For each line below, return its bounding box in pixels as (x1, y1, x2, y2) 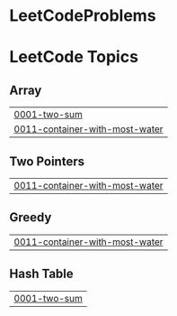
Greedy (9, 209, 52, 226)
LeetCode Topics (9, 47, 139, 68)
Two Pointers (9, 153, 85, 169)
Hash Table (9, 266, 74, 282)
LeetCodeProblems (9, 5, 156, 26)
